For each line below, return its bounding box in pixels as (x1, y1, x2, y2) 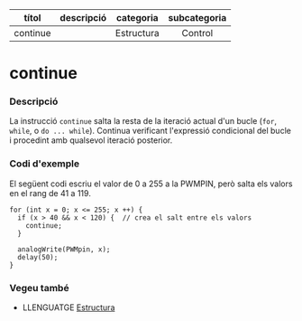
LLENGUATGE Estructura (22, 302, 115, 313)
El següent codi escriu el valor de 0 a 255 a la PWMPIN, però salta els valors (9, 178, 293, 189)
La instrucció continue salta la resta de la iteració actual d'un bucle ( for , (9, 116, 278, 127)
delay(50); (17, 252, 59, 261)
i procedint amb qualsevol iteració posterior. (9, 135, 173, 146)
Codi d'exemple (9, 157, 80, 170)
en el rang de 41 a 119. (9, 187, 92, 198)
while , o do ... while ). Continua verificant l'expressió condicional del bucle (9, 126, 291, 137)
